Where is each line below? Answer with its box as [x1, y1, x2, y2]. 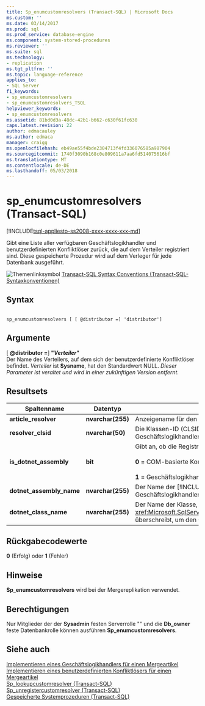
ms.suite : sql [6, 49, 43, 55]
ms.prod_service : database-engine [6, 32, 95, 38]
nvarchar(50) [85, 428, 126, 437]
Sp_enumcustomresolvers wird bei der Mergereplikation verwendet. [6, 586, 180, 594]
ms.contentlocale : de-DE [6, 162, 70, 169]
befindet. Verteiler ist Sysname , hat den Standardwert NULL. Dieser [6, 362, 177, 369]
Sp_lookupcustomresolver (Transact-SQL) [6, 680, 112, 687]
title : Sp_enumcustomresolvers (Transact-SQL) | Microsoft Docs [6, 9, 173, 15]
